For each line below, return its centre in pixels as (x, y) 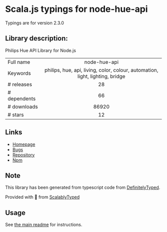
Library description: (37, 38)
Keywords (19, 73)
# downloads (23, 107)
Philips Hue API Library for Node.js (41, 50)
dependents (22, 99)
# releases (20, 84)
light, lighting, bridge (101, 76)
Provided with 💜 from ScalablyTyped (42, 197)
